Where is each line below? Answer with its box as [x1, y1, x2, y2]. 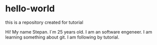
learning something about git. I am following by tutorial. [5, 34, 120, 40]
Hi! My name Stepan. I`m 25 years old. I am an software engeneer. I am [5, 29, 152, 35]
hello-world [5, 3, 55, 14]
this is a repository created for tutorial [5, 19, 84, 25]
